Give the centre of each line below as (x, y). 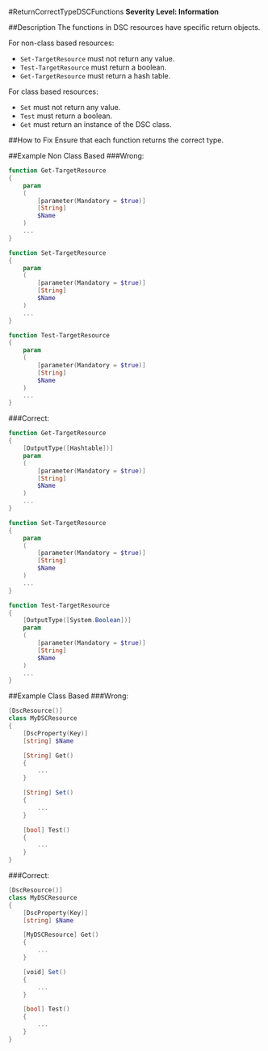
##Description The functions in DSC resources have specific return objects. (134, 27)
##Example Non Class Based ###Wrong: (76, 156)
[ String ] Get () (48, 756)
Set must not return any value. (70, 107)
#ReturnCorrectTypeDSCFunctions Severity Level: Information (114, 12)
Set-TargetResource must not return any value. (97, 59)
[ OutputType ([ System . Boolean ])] (77, 621)
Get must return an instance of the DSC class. (96, 124)
